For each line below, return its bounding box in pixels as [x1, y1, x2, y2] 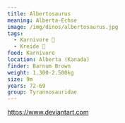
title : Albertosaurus [7, 10, 71, 18]
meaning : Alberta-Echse [7, 17, 78, 24]
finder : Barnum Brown [7, 63, 71, 70]
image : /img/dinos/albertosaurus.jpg [7, 23, 119, 30]
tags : [7, 30, 23, 37]
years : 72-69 [7, 82, 46, 89]
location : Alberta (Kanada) [7, 56, 90, 63]
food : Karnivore [7, 50, 55, 57]
